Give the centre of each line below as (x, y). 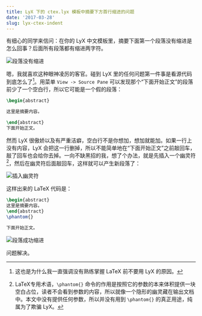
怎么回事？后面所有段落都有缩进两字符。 (56, 48)
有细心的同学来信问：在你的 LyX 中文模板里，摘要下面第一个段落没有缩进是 (99, 41)
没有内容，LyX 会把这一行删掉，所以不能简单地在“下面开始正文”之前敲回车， (101, 147)
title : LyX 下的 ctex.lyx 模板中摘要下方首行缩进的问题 (70, 12)
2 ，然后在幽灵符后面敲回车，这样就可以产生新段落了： (74, 163)
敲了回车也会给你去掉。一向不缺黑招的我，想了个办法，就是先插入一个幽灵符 (101, 155)
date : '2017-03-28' (31, 17)
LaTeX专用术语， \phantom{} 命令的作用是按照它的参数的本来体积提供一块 (105, 284)
